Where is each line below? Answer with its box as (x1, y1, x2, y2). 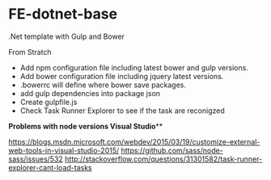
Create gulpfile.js (19, 97, 78, 107)
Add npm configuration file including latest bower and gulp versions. (19, 62, 248, 73)
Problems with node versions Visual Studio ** (8, 121, 163, 131)
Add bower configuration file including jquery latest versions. (19, 71, 224, 81)
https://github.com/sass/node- (121, 145, 224, 155)
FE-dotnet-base (8, 5, 118, 23)
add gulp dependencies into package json (19, 88, 160, 98)
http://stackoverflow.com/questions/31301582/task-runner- (64, 154, 263, 164)
